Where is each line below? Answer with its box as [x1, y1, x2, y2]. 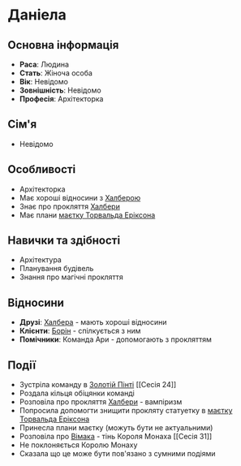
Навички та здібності [7, 234, 121, 248]
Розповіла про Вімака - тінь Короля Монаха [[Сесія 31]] [19, 432, 213, 442]
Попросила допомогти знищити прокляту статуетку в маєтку [19, 406, 233, 416]
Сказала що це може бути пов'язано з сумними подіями [19, 449, 216, 459]
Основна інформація [7, 38, 119, 52]
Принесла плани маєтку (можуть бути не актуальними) [19, 423, 213, 433]
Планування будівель [19, 264, 94, 274]
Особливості [7, 162, 76, 176]
